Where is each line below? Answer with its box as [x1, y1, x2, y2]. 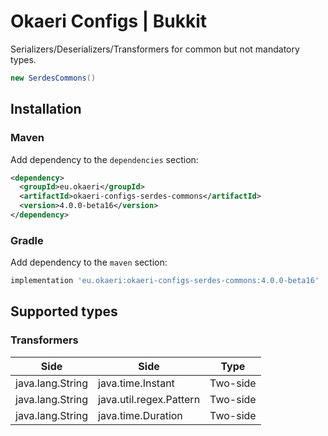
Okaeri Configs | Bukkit [10, 10, 208, 33]
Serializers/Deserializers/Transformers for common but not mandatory [10, 43, 300, 55]
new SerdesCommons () [10, 73, 97, 83]
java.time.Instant [98, 376, 175, 390]
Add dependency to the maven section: [10, 256, 168, 269]
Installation [10, 101, 82, 118]
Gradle [10, 233, 44, 247]
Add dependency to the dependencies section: [10, 153, 199, 165]
